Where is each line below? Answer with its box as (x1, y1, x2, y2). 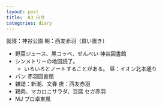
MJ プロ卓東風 (14, 95, 51, 103)
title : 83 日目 (6, 14, 45, 21)
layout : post (6, 8, 39, 15)
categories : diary (6, 20, 52, 26)
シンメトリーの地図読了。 (14, 58, 79, 65)
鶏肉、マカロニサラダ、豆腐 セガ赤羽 (14, 88, 106, 95)
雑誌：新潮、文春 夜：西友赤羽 (14, 80, 91, 87)
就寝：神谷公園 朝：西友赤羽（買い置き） (6, 37, 108, 45)
